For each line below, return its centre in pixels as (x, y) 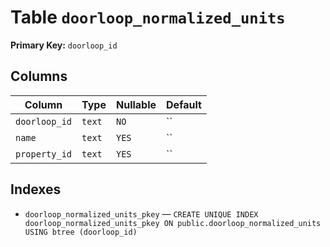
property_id (44, 154)
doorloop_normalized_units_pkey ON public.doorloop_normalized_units (173, 223)
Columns (39, 76)
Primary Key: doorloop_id (64, 45)
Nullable (136, 104)
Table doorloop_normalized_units (148, 17)
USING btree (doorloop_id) (81, 232)
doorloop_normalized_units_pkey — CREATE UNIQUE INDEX (141, 213)
